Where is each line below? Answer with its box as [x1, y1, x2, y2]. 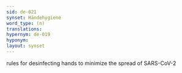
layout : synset [6, 43, 45, 49]
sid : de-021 [6, 9, 37, 15]
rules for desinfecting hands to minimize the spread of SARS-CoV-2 [6, 59, 177, 67]
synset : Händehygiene [6, 15, 62, 21]
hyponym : [6, 37, 29, 43]
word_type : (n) [6, 20, 45, 26]
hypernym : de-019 [6, 32, 51, 38]
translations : [6, 26, 43, 32]
